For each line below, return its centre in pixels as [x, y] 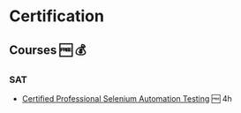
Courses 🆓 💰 [48, 50]
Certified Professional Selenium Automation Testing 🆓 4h [127, 98]
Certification [56, 16]
